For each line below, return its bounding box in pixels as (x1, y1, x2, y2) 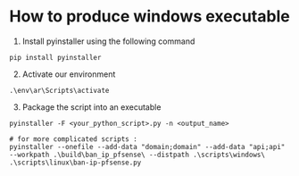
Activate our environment (21, 69, 116, 80)
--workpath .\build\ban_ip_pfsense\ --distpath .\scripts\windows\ (9, 150, 266, 159)
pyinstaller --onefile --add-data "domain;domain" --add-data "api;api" (9, 142, 286, 151)
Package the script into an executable (21, 101, 162, 113)
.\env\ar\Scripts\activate (9, 86, 110, 95)
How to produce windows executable (9, 6, 290, 27)
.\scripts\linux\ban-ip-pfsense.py (9, 158, 142, 167)
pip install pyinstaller (9, 53, 102, 62)
